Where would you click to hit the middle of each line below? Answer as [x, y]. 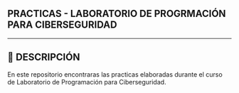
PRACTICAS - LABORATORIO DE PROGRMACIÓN [117, 14]
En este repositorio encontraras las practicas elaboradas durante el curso [115, 74]
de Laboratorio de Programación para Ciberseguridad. [87, 82]
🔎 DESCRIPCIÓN [44, 57]
